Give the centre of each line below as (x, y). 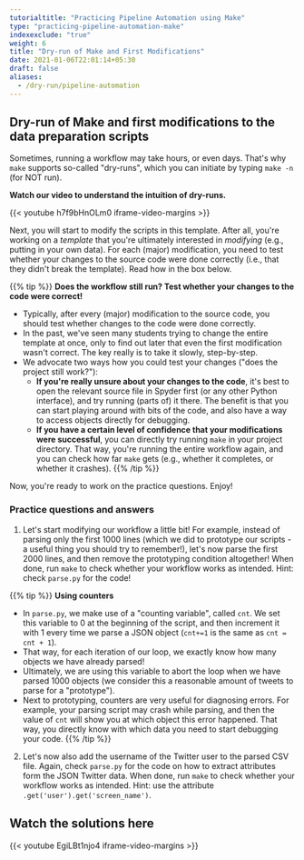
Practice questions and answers (82, 510)
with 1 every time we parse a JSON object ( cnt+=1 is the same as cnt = (155, 632)
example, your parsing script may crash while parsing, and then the (148, 709)
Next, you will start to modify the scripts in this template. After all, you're (144, 230)
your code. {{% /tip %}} (67, 738)
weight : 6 (28, 43)
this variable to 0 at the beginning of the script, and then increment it (151, 623)
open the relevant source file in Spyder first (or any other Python (157, 391)
